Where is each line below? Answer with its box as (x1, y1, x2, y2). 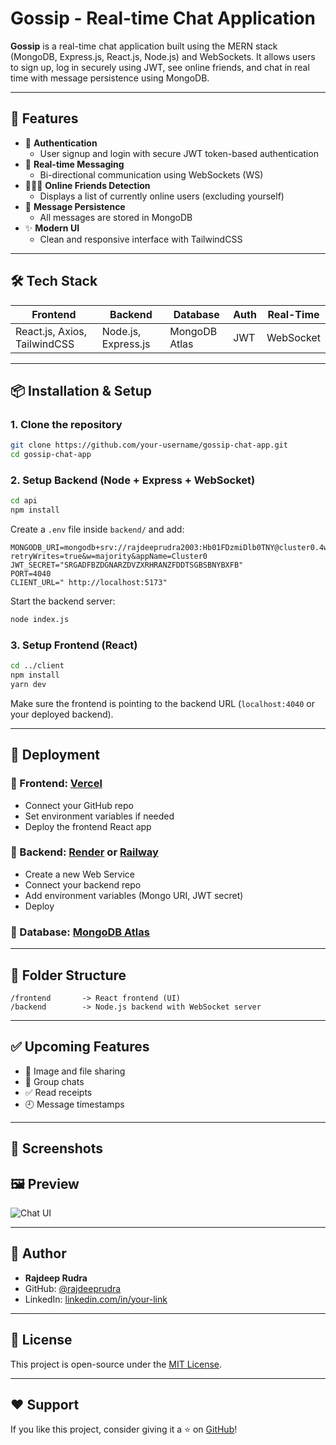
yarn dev (10, 679, 47, 689)
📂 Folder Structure (10, 967, 127, 984)
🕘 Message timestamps (24, 1098, 125, 1110)
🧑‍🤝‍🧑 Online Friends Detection (24, 179, 151, 191)
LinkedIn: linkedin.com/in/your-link (24, 1293, 168, 1305)
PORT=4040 (10, 569, 52, 579)
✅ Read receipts (24, 1086, 93, 1098)
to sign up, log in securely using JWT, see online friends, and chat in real (10, 61, 310, 73)
